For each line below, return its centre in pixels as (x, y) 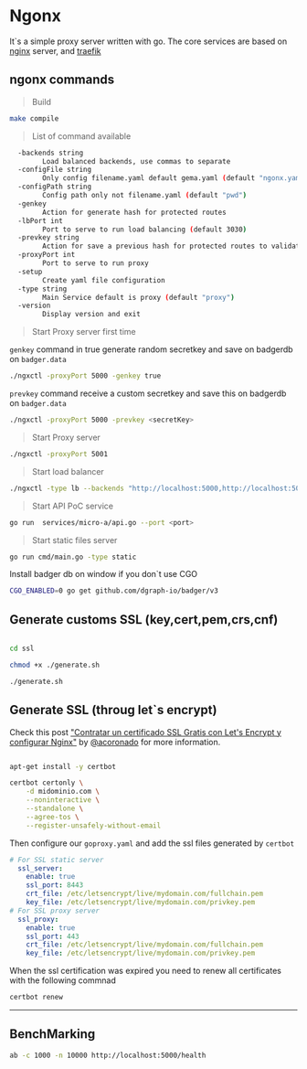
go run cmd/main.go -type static (73, 557)
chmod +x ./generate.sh (55, 665)
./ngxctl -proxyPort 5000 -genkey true (85, 376)
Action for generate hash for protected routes (134, 212)
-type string (42, 289)
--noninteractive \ (63, 800)
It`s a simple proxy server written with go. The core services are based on (148, 41)
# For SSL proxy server (55, 911)
